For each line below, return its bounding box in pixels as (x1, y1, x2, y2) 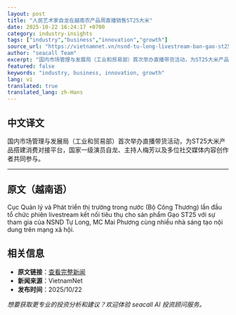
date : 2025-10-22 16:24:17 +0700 (7, 23, 105, 30)
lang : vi (7, 75, 33, 83)
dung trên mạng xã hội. (7, 225, 75, 233)
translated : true (7, 82, 58, 89)
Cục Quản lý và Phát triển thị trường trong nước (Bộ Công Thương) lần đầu (7, 202, 223, 211)
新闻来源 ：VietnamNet (17, 276, 83, 285)
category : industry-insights (7, 30, 93, 37)
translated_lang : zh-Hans (7, 89, 83, 96)
